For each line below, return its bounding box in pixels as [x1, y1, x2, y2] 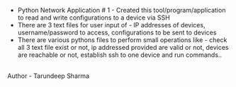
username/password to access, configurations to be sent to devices [17, 28, 217, 36]
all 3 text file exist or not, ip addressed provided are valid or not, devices [17, 43, 229, 51]
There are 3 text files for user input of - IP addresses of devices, [17, 21, 206, 29]
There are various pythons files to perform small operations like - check [17, 36, 227, 44]
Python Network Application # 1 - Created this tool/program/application [17, 6, 226, 14]
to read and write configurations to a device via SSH [17, 13, 170, 22]
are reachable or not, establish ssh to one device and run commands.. [17, 51, 222, 59]
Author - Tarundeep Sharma [7, 72, 90, 80]
